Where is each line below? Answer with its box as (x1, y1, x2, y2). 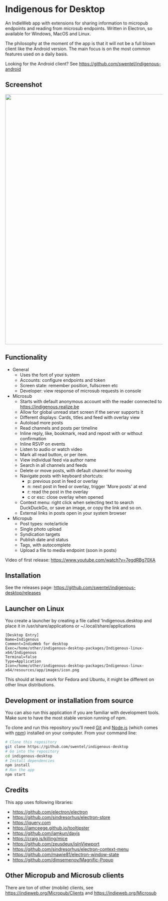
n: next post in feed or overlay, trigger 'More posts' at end (27, 483, 146, 489)
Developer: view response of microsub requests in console (19, 388, 141, 394)
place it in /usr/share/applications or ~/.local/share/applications (5, 623, 136, 629)
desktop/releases (5, 590, 41, 596)
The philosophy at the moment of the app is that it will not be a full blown (5, 40, 155, 46)
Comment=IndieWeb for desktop (5, 641, 68, 646)
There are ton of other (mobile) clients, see (5, 884, 93, 890)
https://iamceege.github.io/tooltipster (12, 824, 90, 831)
